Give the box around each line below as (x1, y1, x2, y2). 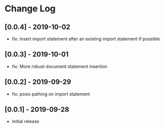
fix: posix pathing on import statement (11, 91, 90, 97)
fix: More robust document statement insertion (11, 63, 107, 69)
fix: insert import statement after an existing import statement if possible (11, 36, 160, 42)
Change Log (4, 3, 56, 14)
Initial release (11, 119, 39, 125)
